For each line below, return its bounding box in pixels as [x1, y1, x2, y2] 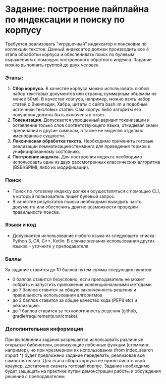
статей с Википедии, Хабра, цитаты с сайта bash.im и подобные [12, 101, 148, 107]
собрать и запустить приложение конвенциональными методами [12, 282, 152, 288]
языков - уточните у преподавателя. [12, 243, 90, 249]
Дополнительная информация [5, 326, 83, 333]
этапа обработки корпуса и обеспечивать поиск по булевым [5, 51, 135, 57]
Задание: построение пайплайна [5, 3, 149, 15]
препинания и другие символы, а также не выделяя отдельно [12, 128, 144, 134]
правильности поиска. [12, 209, 60, 215]
